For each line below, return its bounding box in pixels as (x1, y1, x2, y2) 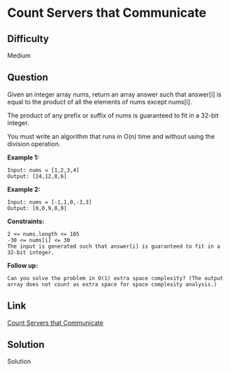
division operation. (7, 139, 61, 148)
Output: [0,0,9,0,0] (7, 204, 68, 211)
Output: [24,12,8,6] (7, 173, 68, 180)
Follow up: (7, 261, 38, 269)
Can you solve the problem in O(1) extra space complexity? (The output (7, 274, 224, 281)
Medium (7, 51, 31, 59)
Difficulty (7, 33, 49, 45)
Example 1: (7, 153, 40, 162)
